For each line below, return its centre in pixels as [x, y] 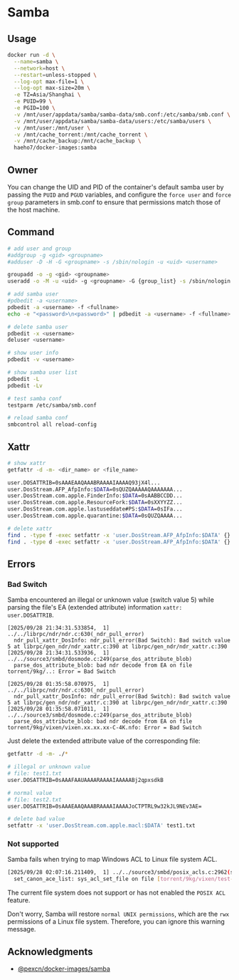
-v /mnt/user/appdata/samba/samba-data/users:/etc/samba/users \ [113, 121]
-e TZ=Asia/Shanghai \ [47, 95]
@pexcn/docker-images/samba [64, 969]
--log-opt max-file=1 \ [49, 82]
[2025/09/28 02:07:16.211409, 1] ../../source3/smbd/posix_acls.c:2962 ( [119, 872]
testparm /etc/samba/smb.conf [52, 405]
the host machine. [34, 209]
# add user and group [39, 249]
